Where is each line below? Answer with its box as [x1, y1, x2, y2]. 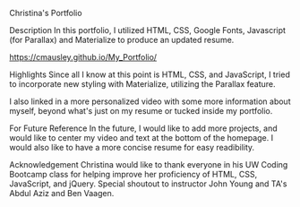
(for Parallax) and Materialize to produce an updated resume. [9, 35, 235, 45]
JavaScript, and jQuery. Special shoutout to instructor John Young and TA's [9, 178, 287, 189]
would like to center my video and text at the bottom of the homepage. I [9, 133, 274, 142]
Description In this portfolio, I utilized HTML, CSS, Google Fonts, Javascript [9, 25, 287, 35]
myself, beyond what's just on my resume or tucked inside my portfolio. [9, 106, 273, 116]
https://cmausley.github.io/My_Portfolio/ [9, 52, 158, 62]
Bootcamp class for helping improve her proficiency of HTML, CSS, [9, 169, 258, 179]
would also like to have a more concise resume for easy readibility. [9, 142, 255, 152]
